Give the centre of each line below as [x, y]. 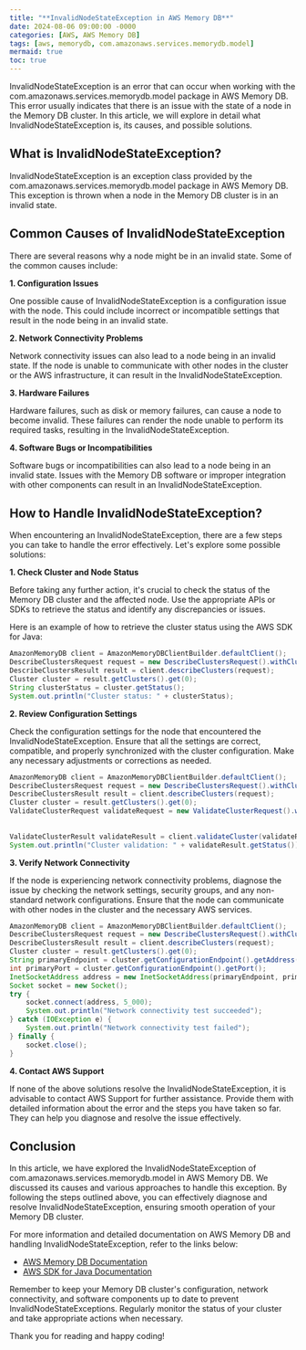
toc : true [28, 60]
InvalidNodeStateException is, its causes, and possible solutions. [131, 125]
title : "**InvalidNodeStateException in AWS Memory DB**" [122, 18]
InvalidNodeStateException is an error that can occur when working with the [153, 86]
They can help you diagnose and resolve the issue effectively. [125, 1118]
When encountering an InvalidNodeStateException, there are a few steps [146, 535]
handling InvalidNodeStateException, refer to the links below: [124, 1244]
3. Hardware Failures [50, 393]
